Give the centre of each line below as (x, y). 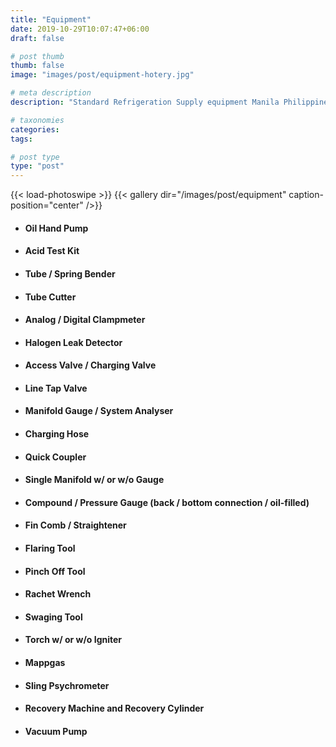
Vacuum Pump (56, 731)
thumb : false (37, 66)
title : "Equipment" (51, 19)
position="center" (47, 205)
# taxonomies (37, 120)
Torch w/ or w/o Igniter (73, 640)
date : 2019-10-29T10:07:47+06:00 (80, 29)
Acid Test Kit (52, 251)
